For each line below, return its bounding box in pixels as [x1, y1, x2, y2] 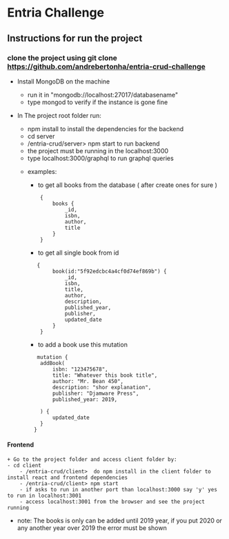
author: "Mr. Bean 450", [52, 378, 124, 384]
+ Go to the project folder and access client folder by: [7, 456, 177, 463]
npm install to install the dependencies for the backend [27, 124, 184, 133]
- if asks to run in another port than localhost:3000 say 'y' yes [19, 487, 217, 493]
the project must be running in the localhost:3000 [27, 146, 169, 155]
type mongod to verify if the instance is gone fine [27, 98, 168, 106]
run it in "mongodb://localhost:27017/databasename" [27, 90, 179, 99]
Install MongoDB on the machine [17, 77, 110, 86]
